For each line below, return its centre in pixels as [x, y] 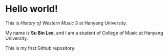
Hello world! [31, 9]
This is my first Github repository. [40, 48]
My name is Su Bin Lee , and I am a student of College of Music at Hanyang [84, 33]
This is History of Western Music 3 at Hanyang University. [66, 23]
